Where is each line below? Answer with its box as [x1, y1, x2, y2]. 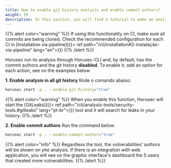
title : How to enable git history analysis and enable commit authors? [5, 7, 160, 13]
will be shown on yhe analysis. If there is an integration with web [5, 147, 141, 153]
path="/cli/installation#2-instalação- [83, 42, 160, 48]
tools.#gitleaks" [5, 107, 38, 113]
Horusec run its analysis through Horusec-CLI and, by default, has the [5, 57, 152, 63]
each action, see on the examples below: [5, 68, 91, 74]
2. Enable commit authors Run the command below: [5, 122, 116, 128]
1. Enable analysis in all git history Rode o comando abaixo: [5, 77, 131, 84]
